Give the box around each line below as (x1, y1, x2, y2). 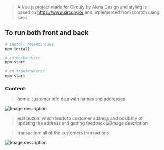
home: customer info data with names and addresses (17, 96, 126, 102)
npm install (5, 46, 30, 51)
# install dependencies (5, 42, 54, 47)
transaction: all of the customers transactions (17, 130, 109, 136)
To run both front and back (5, 29, 89, 37)
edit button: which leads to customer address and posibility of (17, 115, 143, 121)
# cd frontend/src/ (5, 69, 45, 74)
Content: (5, 85, 27, 91)
